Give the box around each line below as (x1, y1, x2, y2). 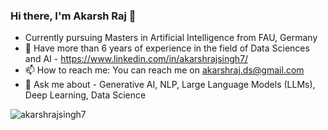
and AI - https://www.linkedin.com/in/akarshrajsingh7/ (24, 53, 249, 65)
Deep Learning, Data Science (24, 89, 147, 101)
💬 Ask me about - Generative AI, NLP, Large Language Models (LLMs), (24, 79, 316, 91)
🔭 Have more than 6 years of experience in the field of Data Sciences (24, 42, 310, 54)
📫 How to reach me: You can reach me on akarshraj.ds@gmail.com (24, 64, 305, 76)
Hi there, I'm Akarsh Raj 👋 (10, 9, 137, 23)
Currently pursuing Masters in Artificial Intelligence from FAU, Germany (24, 32, 318, 44)
